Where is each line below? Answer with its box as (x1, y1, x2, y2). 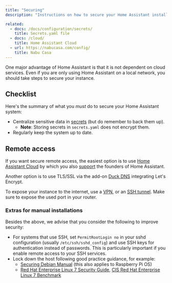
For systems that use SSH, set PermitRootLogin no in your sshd (12, 234, 146, 240)
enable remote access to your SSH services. (12, 250, 106, 256)
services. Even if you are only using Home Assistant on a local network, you (5, 70, 165, 76)
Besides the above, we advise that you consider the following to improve (5, 219, 159, 225)
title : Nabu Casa (14, 50, 52, 55)
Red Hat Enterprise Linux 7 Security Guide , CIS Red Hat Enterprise (20, 267, 160, 273)
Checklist (5, 90, 37, 99)
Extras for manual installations (5, 207, 83, 214)
